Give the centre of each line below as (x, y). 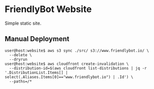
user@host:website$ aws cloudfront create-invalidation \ (67, 64)
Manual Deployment (37, 39)
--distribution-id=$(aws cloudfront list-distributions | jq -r (78, 68)
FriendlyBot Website (48, 9)
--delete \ (21, 55)
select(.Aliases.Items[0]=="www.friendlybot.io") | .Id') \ (69, 77)
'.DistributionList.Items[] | (36, 72)
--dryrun (18, 59)
